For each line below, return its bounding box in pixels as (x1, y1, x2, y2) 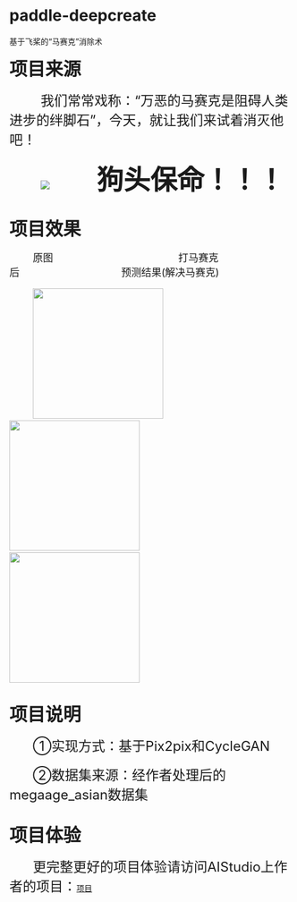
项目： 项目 (35, 878, 92, 895)
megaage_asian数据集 (9, 786, 148, 804)
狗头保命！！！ (97, 162, 285, 197)
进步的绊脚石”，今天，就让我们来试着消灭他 (9, 111, 284, 129)
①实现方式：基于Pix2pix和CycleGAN (32, 737, 270, 754)
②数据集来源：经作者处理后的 (32, 766, 226, 784)
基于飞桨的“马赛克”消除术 (9, 36, 103, 47)
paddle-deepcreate (9, 5, 157, 26)
